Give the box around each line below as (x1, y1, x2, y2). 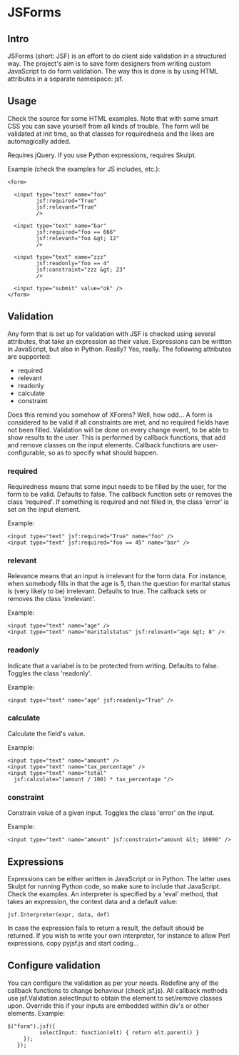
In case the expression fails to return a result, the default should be (7, 923, 205, 932)
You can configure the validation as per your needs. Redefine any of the (7, 979, 219, 987)
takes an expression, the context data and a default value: (7, 897, 178, 906)
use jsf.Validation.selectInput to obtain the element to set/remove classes (7, 994, 223, 1002)
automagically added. (7, 137, 71, 145)
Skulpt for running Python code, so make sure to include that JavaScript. (7, 882, 221, 891)
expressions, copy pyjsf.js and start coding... (7, 938, 139, 947)
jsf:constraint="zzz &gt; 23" (36, 266, 126, 273)
